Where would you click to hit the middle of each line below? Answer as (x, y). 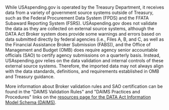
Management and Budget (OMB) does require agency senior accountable (81, 50)
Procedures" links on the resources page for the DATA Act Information (78, 97)
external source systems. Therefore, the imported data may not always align (84, 66)
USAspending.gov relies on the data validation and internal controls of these (84, 61)
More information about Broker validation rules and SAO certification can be (84, 86)
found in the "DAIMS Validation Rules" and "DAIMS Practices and (73, 92)
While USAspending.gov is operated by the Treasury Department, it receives (85, 7)
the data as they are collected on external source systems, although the (80, 29)
